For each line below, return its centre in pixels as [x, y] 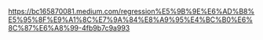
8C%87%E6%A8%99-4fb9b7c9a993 [69, 28]
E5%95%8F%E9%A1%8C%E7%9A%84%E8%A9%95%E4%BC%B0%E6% [131, 20]
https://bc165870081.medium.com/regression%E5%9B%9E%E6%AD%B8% [131, 11]
